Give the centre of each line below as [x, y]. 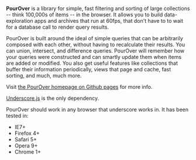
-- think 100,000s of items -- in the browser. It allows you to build [85, 15]
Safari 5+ [25, 139]
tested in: [17, 116]
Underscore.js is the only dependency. [53, 98]
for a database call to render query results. [58, 27]
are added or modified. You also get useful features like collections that [92, 63]
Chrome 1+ [28, 152]
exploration [20, 21]
